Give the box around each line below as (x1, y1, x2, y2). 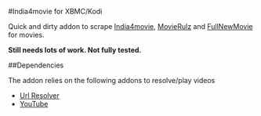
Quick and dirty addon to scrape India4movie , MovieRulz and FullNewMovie (8, 22, 253, 31)
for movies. (8, 31, 45, 39)
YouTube (19, 100, 49, 108)
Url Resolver (19, 91, 60, 100)
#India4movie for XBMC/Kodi (8, 7, 103, 16)
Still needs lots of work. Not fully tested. (8, 45, 142, 54)
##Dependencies (8, 60, 64, 70)
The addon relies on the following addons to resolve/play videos (8, 76, 216, 85)
